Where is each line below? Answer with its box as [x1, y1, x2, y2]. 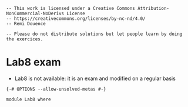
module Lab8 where [6, 96, 51, 102]
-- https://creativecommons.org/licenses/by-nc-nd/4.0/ [6, 16, 146, 22]
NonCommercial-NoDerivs [6, 11, 65, 16]
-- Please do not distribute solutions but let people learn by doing [6, 31, 183, 37]
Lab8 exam [6, 56, 61, 69]
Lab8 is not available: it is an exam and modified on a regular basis [14, 75, 176, 82]
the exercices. [6, 36, 43, 42]
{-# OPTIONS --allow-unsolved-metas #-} [6, 86, 107, 92]
